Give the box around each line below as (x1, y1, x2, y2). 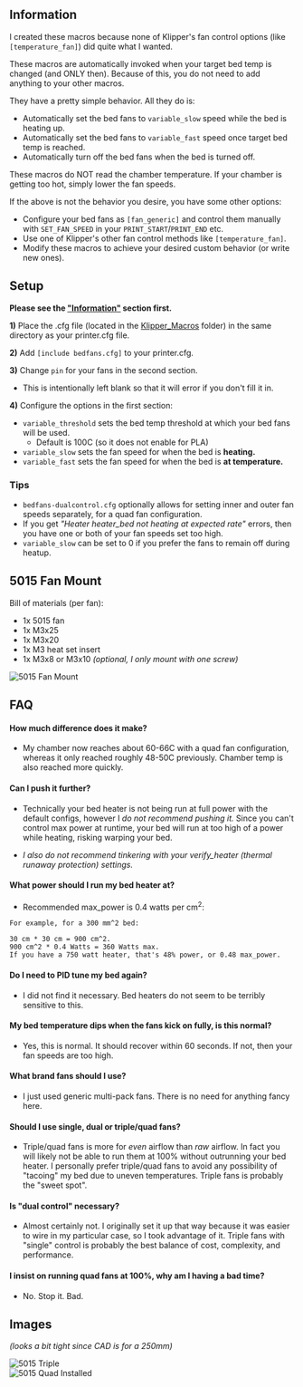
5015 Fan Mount (9, 573, 102, 589)
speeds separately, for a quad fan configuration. (22, 508, 203, 519)
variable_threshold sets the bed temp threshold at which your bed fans (22, 417, 291, 429)
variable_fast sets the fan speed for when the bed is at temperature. (22, 456, 284, 467)
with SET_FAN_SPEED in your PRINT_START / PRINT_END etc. (22, 223, 224, 234)
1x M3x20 (22, 634, 60, 645)
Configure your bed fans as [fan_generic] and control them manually (22, 213, 281, 225)
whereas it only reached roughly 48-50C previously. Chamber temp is (22, 752, 283, 764)
